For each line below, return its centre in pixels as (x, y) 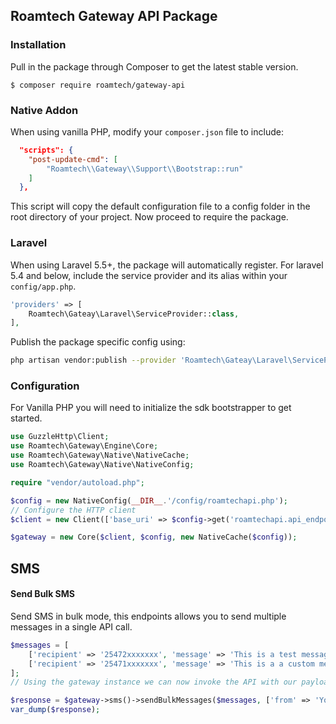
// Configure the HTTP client (73, 510)
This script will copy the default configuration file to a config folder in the (160, 206)
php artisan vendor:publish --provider (93, 360)
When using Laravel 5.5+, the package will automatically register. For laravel (167, 265)
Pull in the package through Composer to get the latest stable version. (154, 66)
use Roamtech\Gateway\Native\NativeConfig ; (102, 465)
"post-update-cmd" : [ (73, 159)
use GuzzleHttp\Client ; (60, 437)
